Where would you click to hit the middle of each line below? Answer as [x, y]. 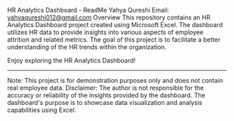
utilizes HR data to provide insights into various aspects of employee [106, 32]
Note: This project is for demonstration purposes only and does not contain [115, 80]
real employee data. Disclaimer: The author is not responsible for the [106, 88]
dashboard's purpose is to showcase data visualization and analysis [105, 103]
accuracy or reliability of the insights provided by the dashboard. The [106, 95]
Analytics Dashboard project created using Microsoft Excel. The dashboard [115, 25]
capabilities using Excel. [42, 110]
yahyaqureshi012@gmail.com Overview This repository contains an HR [109, 17]
